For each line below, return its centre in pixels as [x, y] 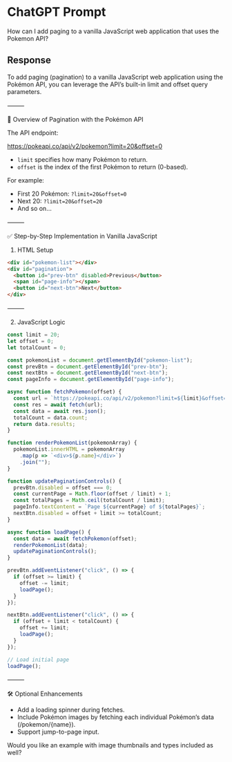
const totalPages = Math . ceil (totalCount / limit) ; [89, 501]
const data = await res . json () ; [60, 411]
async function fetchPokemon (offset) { [65, 392]
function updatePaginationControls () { [65, 481]
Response [29, 61]
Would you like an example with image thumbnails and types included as [110, 745]
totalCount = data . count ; [51, 418]
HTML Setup [35, 250]
